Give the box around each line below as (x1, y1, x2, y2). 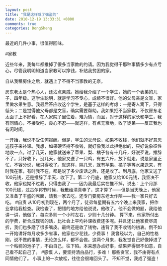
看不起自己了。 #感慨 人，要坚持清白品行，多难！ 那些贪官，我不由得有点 (9, 249, 160, 255)
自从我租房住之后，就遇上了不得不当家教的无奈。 (5, 78, 105, 84)
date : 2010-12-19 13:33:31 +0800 (5, 16, 75, 21)
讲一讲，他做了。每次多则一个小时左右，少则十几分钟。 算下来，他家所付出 (5, 212, 159, 218)
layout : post (5, 7, 32, 12)
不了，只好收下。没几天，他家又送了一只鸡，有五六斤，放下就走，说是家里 (5, 156, 158, 162)
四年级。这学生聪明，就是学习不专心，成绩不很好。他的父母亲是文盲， (13, 95, 158, 101)
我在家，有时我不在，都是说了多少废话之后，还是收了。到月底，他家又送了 (9, 168, 162, 174)
